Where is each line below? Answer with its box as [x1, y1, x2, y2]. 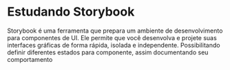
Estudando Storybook [7, 4, 135, 20]
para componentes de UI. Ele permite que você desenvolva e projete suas [7, 33, 217, 41]
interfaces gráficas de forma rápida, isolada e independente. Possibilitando [7, 41, 220, 49]
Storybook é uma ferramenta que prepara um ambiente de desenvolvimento [7, 27, 223, 35]
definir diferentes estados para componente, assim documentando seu [7, 48, 209, 56]
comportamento [7, 55, 53, 63]
